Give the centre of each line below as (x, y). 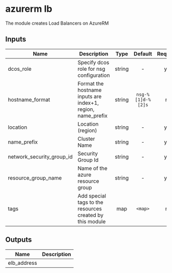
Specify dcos (93, 62)
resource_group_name (35, 178)
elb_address (23, 263)
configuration (94, 75)
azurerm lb (29, 9)
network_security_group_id (40, 157)
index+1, (88, 103)
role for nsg (91, 69)
